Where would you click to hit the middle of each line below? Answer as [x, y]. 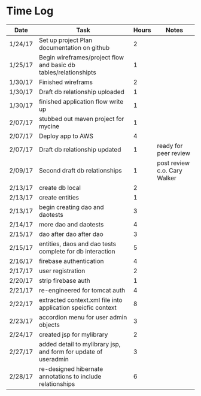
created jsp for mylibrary [73, 334]
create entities [59, 197]
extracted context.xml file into [80, 300]
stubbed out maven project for [81, 119]
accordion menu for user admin [83, 317]
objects [49, 325]
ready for [170, 146]
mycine [49, 126]
